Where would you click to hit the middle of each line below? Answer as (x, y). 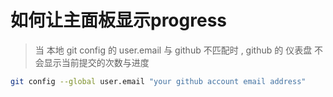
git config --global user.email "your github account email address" (158, 81)
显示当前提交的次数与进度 (96, 62)
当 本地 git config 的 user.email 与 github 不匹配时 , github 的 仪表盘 (173, 50)
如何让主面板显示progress (118, 20)
